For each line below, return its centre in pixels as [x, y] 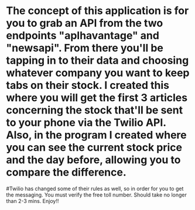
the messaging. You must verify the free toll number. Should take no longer [97, 195]
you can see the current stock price [94, 148]
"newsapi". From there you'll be [85, 48]
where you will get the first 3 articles [97, 98]
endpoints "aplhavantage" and [83, 36]
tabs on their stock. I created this [88, 85]
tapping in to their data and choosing [97, 61]
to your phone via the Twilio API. [86, 123]
